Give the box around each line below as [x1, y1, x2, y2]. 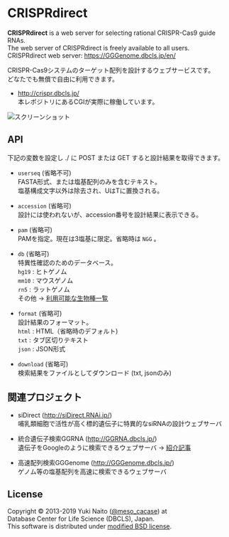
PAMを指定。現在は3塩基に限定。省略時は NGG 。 [17, 234, 161, 243]
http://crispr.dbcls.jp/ [17, 89, 80, 97]
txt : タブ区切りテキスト [17, 336, 89, 344]
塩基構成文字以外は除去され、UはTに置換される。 [17, 186, 164, 195]
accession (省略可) [17, 201, 72, 210]
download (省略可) [17, 359, 69, 368]
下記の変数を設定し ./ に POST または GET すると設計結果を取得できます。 [7, 153, 225, 161]
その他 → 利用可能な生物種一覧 [17, 294, 108, 302]
